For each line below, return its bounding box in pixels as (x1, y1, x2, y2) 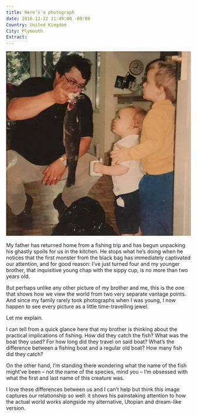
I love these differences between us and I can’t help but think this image (6, 386, 180, 393)
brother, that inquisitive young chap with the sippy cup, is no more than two (6, 267, 188, 274)
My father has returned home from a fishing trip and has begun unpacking (6, 242, 186, 249)
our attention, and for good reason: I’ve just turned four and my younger (6, 261, 180, 268)
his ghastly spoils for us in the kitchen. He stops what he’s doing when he (6, 248, 184, 255)
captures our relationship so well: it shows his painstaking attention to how (6, 392, 186, 399)
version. (6, 405, 26, 412)
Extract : (6, 34, 28, 40)
